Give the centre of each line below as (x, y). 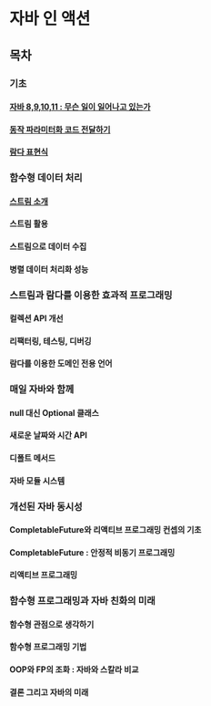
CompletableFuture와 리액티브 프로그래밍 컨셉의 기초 (105, 530)
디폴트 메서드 (33, 458)
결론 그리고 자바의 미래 (49, 692)
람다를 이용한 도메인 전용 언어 (61, 363)
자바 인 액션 (50, 19)
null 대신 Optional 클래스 (55, 412)
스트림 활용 (29, 223)
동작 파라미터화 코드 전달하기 (60, 130)
